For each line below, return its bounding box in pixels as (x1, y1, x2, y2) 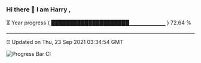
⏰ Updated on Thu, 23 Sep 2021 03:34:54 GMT (6, 39, 124, 46)
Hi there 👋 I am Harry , (6, 5, 71, 14)
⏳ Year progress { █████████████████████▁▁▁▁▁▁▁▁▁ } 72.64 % (6, 19, 191, 26)
